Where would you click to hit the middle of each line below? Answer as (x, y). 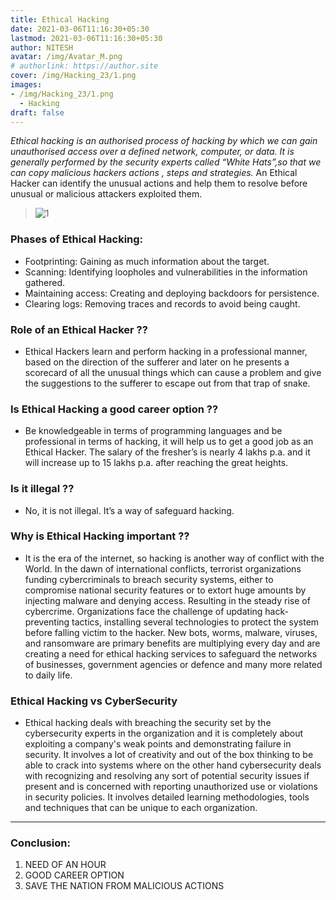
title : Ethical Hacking (60, 19)
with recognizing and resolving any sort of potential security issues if (167, 776)
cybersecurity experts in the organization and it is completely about (164, 733)
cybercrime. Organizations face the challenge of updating (143, 611)
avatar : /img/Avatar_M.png (66, 57)
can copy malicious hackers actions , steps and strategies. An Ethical (154, 173)
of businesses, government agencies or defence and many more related (173, 664)
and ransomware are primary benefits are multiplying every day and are (172, 643)
